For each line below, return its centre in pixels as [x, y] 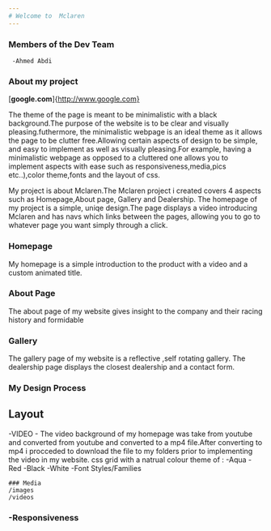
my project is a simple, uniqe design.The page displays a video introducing [133, 208]
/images [21, 490]
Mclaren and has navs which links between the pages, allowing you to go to [134, 216]
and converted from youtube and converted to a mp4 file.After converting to [135, 442]
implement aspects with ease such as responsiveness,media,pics [117, 166]
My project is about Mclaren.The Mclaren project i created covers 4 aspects [135, 191]
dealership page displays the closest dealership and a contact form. [121, 367]
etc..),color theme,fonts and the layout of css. [84, 175]
